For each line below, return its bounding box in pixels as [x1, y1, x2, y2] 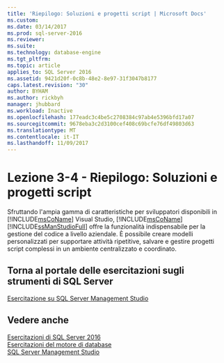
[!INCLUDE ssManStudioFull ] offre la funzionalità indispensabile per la [7, 222, 206, 231]
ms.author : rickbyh [7, 95, 64, 102]
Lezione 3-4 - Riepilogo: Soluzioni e [7, 170, 218, 185]
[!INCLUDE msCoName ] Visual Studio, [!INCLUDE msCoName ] [7, 215, 183, 224]
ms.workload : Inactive [7, 107, 73, 114]
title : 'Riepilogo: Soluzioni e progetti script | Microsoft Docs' [7, 10, 207, 17]
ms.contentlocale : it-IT [7, 133, 79, 140]
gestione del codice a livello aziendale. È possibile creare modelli [7, 230, 193, 238]
